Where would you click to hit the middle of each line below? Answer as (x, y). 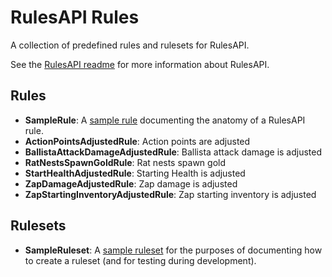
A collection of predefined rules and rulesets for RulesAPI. (130, 45)
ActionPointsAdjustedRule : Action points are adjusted (137, 141)
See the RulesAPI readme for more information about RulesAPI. (140, 64)
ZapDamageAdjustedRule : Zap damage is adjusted (131, 183)
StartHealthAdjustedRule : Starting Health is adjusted (135, 173)
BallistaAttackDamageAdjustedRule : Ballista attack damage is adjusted (173, 152)
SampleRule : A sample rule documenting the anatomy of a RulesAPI (165, 120)
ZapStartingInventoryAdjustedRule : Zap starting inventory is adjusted (170, 194)
